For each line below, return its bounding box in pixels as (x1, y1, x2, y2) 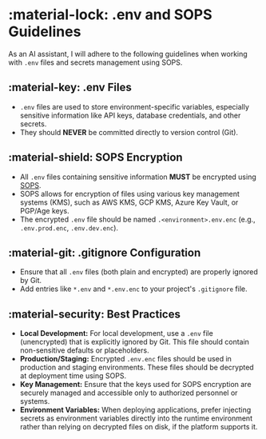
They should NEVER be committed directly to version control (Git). (19, 127, 238, 137)
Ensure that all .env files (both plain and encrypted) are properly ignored (19, 267, 258, 277)
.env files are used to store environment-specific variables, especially (19, 102, 250, 111)
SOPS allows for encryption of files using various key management (19, 189, 240, 198)
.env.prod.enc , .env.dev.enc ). (19, 222, 118, 233)
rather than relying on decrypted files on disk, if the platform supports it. (19, 422, 258, 432)
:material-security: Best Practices (8, 307, 181, 321)
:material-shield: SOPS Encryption (8, 150, 183, 165)
